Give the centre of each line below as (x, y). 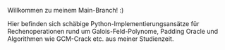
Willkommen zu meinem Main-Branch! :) (66, 10)
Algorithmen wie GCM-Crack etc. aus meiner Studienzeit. (91, 39)
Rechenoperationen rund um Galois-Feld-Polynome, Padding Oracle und (113, 31)
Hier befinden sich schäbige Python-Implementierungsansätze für (103, 24)
